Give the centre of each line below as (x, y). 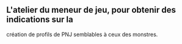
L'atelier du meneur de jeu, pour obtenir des (91, 10)
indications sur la (40, 20)
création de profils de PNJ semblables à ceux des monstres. (82, 34)
